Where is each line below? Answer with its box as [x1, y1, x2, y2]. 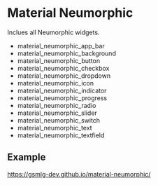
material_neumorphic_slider [17, 109, 98, 117]
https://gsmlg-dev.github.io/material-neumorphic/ [7, 170, 151, 178]
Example [7, 151, 46, 163]
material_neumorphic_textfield [17, 131, 105, 139]
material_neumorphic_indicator [17, 86, 107, 95]
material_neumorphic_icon [17, 78, 94, 87]
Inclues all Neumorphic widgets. [7, 28, 100, 36]
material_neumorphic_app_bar [17, 41, 105, 50]
